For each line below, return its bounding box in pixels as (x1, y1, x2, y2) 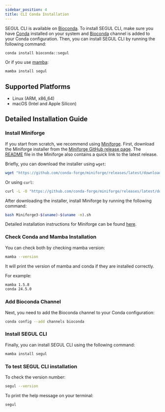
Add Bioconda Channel (5, 298, 61, 305)
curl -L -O (5, 189, 27, 194)
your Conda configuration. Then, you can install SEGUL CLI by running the (5, 35, 156, 42)
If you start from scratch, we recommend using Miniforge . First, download (5, 141, 155, 147)
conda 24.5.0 (5, 287, 32, 292)
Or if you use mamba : (5, 59, 49, 65)
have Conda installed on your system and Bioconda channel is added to (5, 30, 150, 36)
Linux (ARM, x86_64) (12, 95, 55, 101)
